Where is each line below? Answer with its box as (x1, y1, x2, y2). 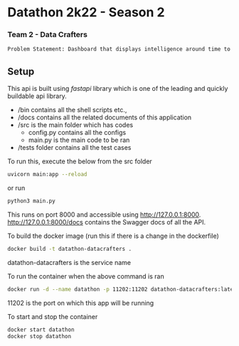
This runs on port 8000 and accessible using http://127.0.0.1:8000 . (7, 210, 201, 219)
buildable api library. (7, 92, 68, 100)
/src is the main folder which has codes (17, 121, 134, 129)
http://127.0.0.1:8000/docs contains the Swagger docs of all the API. (7, 217, 206, 226)
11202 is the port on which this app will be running (7, 298, 154, 307)
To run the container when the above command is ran (7, 271, 165, 281)
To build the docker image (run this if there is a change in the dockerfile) (7, 232, 219, 240)
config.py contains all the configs (28, 129, 127, 137)
